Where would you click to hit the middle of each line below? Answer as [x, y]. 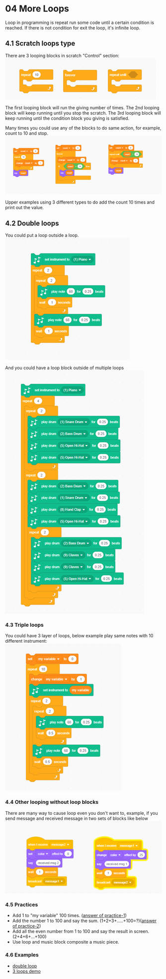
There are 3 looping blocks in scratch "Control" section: [62, 55]
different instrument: [26, 641]
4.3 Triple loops [24, 625]
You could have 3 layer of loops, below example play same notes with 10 [79, 636]
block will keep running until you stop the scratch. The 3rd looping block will [83, 113]
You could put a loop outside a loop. [42, 236]
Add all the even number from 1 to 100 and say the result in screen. [81, 932]
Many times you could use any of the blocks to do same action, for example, [83, 128]
